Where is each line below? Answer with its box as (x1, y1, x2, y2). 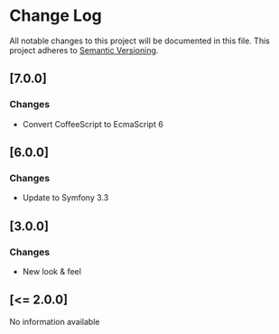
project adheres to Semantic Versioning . (9, 44, 159, 55)
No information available (9, 316, 100, 327)
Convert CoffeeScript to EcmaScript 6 (22, 118, 164, 129)
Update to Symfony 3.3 (22, 192, 109, 203)
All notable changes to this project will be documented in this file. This (9, 35, 271, 46)
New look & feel (22, 266, 81, 276)
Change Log (9, 5, 102, 26)
